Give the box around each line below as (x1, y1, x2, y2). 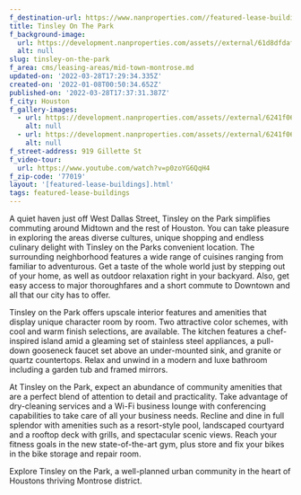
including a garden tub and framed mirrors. (9, 365, 168, 375)
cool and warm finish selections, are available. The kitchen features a (9, 326, 265, 337)
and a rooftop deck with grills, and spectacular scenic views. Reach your (9, 429, 278, 440)
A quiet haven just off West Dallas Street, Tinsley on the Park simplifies (9, 213, 271, 224)
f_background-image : (9, 30, 87, 39)
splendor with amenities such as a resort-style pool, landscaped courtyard (9, 420, 285, 430)
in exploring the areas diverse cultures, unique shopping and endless (9, 233, 264, 243)
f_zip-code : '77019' (9, 172, 87, 181)
